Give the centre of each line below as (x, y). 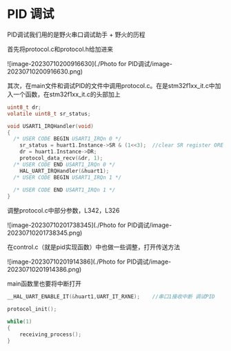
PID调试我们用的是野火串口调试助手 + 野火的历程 (76, 34)
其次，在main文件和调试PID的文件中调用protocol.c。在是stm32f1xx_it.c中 (111, 85)
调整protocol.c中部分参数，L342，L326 (63, 211)
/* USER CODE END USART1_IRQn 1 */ (64, 190)
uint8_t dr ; (24, 107)
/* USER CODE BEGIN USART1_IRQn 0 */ (68, 139)
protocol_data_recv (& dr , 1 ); (61, 158)
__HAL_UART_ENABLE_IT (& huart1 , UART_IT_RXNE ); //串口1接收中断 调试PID (111, 297)
